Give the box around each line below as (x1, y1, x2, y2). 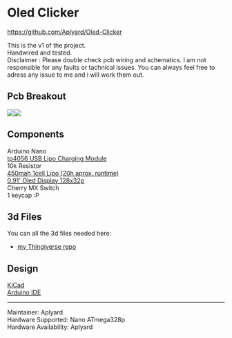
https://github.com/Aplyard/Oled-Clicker (7, 28, 122, 36)
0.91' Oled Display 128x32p (7, 176, 85, 185)
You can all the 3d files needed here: (7, 229, 112, 238)
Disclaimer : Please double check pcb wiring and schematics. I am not (7, 55, 206, 64)
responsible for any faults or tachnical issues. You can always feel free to (7, 63, 215, 71)
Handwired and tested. (7, 48, 72, 57)
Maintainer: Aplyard (7, 308, 64, 317)
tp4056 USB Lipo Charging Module (7, 154, 107, 162)
